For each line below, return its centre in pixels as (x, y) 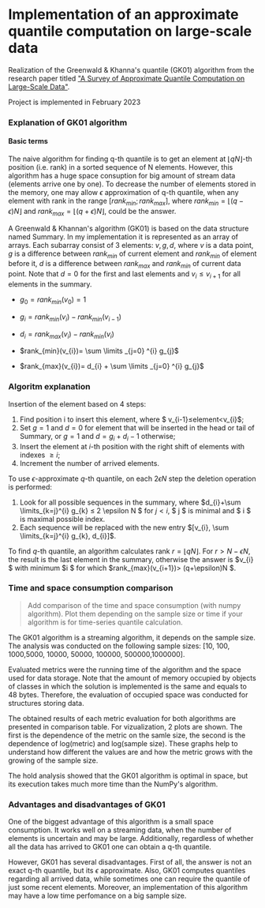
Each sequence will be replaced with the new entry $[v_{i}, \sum (124, 527)
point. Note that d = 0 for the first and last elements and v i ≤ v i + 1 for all (124, 275)
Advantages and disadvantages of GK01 (87, 805)
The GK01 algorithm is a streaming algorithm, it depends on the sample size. (132, 637)
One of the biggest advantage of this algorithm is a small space (111, 822)
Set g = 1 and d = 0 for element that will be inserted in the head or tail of (137, 427)
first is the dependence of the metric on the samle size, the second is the (127, 735)
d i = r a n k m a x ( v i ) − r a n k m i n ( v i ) (67, 335)
